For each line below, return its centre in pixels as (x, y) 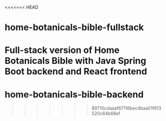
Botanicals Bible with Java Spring (75, 61)
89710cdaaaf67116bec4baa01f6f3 (126, 108)
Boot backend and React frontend (76, 71)
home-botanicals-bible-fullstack (74, 27)
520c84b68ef (106, 113)
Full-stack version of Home (62, 50)
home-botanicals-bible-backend (74, 94)
